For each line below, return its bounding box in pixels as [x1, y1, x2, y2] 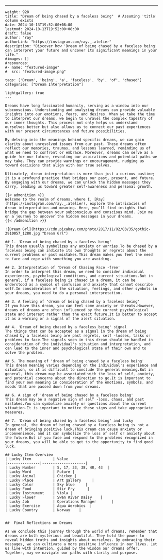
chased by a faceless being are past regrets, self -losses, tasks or [5, 333, 151, 338]
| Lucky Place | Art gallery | [5, 478, 95, 483]
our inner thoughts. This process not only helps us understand [5, 120, 138, 125]
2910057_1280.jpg [5, 231, 40, 236]
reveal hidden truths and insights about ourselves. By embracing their [5, 538, 155, 542]
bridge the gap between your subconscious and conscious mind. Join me [5, 210, 153, 215]
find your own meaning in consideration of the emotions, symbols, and [5, 380, 153, 385]
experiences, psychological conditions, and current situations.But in [5, 273, 153, 278]
